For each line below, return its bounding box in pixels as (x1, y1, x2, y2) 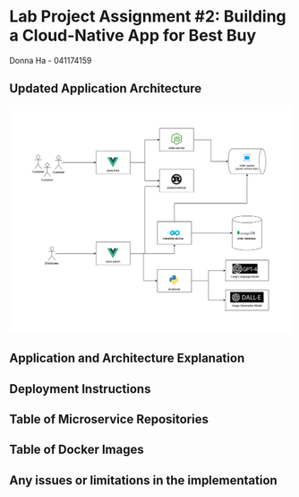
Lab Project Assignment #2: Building (9, 6, 286, 27)
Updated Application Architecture (9, 81, 202, 96)
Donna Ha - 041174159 (9, 55, 92, 65)
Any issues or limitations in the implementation (9, 473, 278, 488)
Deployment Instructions (9, 381, 151, 397)
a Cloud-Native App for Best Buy (9, 25, 257, 46)
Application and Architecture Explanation (9, 351, 245, 366)
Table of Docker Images (9, 442, 145, 458)
